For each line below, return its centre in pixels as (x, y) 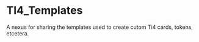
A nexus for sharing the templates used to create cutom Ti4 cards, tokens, (100, 27)
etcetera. (18, 33)
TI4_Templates (45, 10)
